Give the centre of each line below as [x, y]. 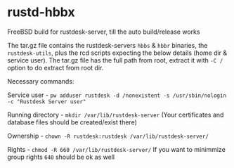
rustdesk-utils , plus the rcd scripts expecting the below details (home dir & [117, 53]
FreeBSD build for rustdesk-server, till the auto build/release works [104, 32]
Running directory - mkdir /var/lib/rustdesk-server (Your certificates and [116, 115]
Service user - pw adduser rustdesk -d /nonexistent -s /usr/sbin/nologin [117, 95]
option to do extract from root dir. [56, 67]
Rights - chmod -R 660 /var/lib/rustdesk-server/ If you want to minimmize [117, 149]
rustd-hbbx [41, 12]
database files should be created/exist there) [72, 122]
